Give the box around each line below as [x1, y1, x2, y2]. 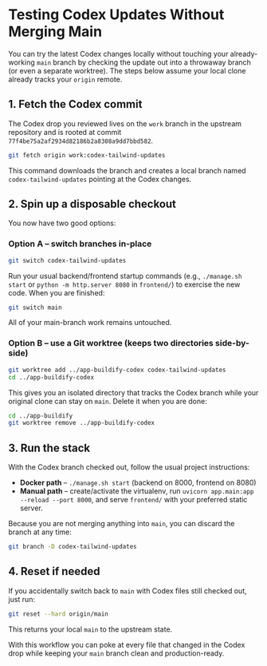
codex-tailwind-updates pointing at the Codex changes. [8, 174, 192, 184]
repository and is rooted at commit [8, 127, 122, 137]
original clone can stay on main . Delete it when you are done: [8, 396, 207, 406]
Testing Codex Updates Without [8, 6, 225, 24]
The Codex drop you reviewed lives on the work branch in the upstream [8, 118, 241, 129]
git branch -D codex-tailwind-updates [8, 543, 137, 551]
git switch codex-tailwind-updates [8, 256, 127, 264]
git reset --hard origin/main [8, 609, 109, 618]
